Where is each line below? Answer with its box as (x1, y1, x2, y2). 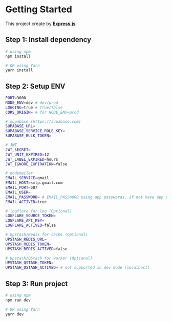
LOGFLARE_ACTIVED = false (5, 223, 56, 228)
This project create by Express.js (5, 20, 76, 27)
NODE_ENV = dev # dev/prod (5, 100, 58, 105)
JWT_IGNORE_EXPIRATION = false (5, 161, 68, 167)
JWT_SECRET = (5, 147, 31, 152)
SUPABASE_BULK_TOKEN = (5, 133, 52, 139)
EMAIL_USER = (5, 189, 31, 195)
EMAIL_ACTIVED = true (5, 199, 47, 204)
